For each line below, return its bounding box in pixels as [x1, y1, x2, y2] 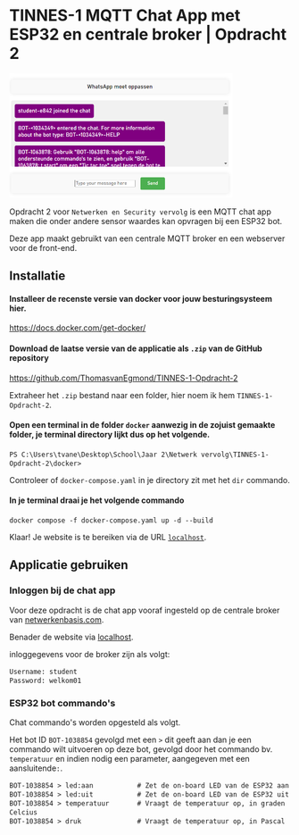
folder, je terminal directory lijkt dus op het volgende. [9, 430, 211, 440]
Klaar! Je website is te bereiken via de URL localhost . [9, 532, 207, 543]
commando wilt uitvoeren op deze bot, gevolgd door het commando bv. [9, 744, 273, 755]
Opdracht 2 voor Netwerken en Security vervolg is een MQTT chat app [9, 206, 272, 217]
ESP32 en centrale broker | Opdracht [9, 24, 287, 45]
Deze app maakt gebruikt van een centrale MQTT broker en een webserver [9, 233, 286, 244]
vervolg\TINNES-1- [200, 450, 270, 459]
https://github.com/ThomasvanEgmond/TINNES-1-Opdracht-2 [9, 372, 238, 383]
